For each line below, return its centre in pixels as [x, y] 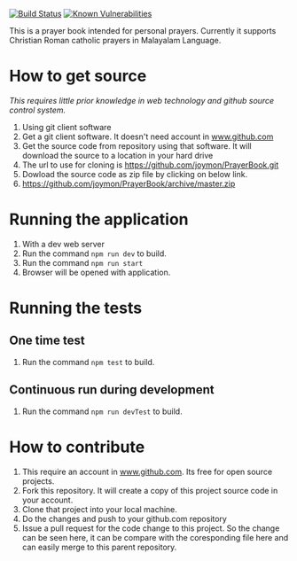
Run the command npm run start [82, 262]
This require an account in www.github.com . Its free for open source [147, 471]
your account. [47, 500]
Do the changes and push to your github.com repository [125, 518]
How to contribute [77, 447]
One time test [47, 341]
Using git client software [66, 127]
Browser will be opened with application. [96, 272]
